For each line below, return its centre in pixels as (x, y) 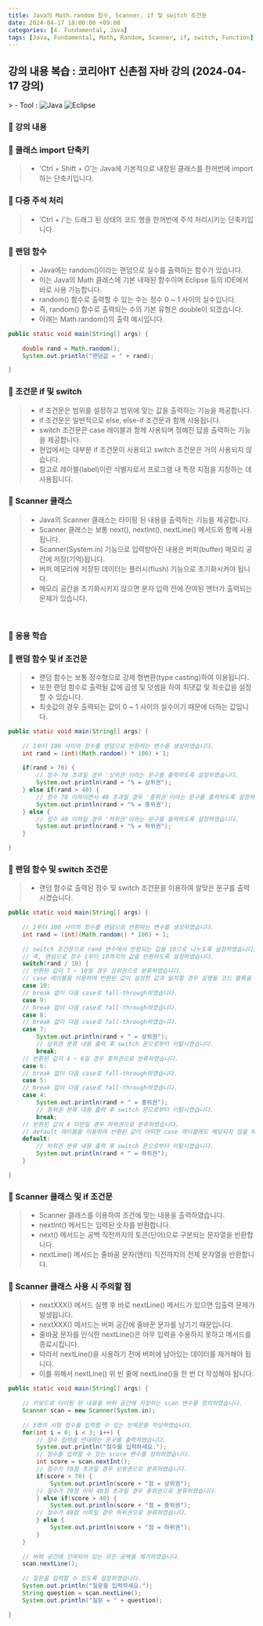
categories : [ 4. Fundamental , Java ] (68, 30)
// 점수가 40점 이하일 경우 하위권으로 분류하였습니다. (112, 1513)
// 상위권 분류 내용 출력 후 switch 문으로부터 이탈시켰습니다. (125, 1044)
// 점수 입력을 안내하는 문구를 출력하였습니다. (101, 1440)
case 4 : (34, 1095)
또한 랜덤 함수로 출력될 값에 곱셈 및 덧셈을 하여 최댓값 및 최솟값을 (138, 687)
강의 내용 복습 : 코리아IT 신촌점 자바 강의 (99, 71)
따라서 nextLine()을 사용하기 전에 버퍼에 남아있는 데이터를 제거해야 (141, 1354)
